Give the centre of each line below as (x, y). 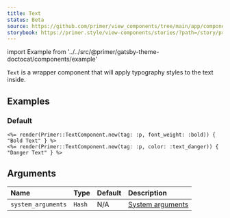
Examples (28, 101)
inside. (16, 80)
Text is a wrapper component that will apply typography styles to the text (110, 72)
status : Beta (26, 20)
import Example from (37, 52)
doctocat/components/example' (52, 59)
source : (18, 26)
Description (148, 193)
